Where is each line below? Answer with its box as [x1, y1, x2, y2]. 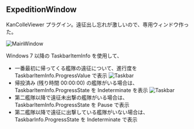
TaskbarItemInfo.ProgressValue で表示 [14, 72, 107, 79]
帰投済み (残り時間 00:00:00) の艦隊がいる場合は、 [14, 79, 138, 86]
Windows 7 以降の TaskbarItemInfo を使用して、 [6, 52, 122, 59]
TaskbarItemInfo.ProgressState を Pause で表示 [14, 101, 130, 108]
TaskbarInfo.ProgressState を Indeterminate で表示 [14, 116, 138, 123]
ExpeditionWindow [6, 5, 77, 15]
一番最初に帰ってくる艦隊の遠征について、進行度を [14, 64, 138, 72]
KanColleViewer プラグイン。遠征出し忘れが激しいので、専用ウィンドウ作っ [6, 21, 189, 28]
